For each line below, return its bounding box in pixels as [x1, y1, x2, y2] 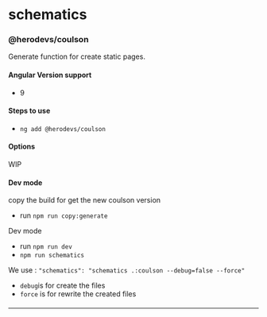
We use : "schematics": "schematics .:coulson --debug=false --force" [8, 265, 246, 275]
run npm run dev [19, 242, 73, 251]
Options [8, 141, 36, 152]
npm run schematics [19, 252, 85, 260]
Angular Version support [8, 70, 92, 80]
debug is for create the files [19, 280, 106, 291]
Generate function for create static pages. [8, 52, 145, 61]
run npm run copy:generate [19, 211, 108, 220]
